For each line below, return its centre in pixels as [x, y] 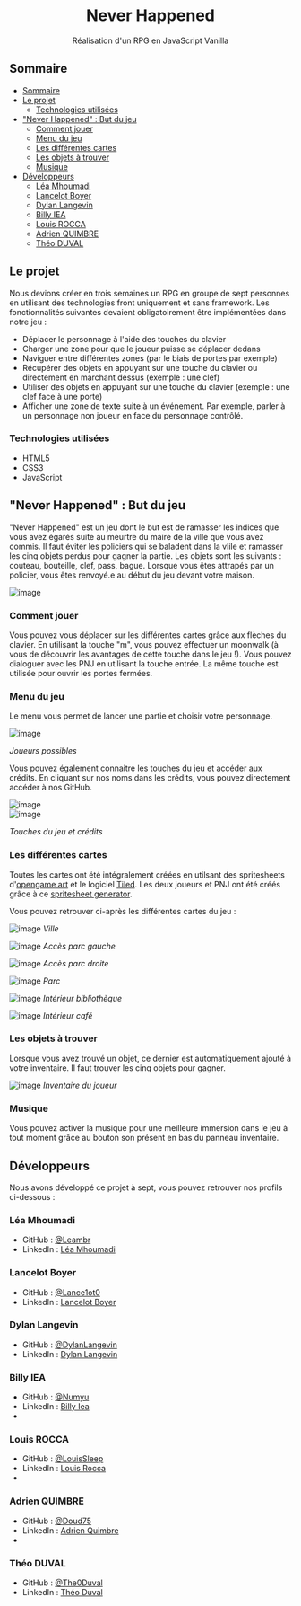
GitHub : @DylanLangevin [70, 1345]
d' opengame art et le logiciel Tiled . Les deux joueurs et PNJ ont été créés [145, 884]
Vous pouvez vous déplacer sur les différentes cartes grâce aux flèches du [148, 635]
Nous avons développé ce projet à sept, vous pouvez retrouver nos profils [146, 1187]
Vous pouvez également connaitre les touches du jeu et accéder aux [136, 768]
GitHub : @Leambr [56, 1240]
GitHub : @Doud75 [57, 1521]
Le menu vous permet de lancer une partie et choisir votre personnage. [141, 716]
